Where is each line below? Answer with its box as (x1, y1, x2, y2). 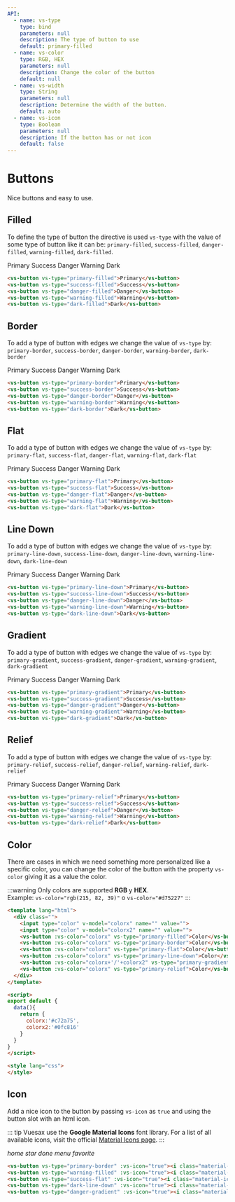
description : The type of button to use (20, 36, 139, 43)
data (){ (13, 1004, 36, 1011)
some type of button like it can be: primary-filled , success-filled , (7, 240, 201, 249)
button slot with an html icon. (7, 1114, 91, 1123)
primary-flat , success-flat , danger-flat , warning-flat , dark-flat (7, 451, 197, 460)
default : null (20, 75, 61, 83)
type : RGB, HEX (20, 56, 64, 63)
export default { (7, 997, 58, 1005)
